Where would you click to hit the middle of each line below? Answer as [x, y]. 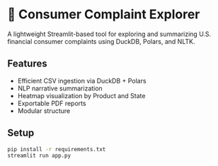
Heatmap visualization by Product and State [81, 95]
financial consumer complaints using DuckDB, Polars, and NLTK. [101, 41]
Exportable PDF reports [52, 103]
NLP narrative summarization [60, 88]
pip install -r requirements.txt [57, 149]
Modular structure [44, 111]
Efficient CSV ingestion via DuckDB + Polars [82, 81]
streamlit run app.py [39, 156]
